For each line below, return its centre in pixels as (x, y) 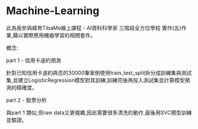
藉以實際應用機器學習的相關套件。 (54, 35)
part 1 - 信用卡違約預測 (34, 60)
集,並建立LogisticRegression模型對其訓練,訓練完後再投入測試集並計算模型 (95, 80)
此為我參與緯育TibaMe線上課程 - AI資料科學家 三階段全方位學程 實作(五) (94, 28)
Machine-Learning (53, 11)
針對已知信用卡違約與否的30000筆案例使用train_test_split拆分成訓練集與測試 (99, 72)
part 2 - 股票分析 (27, 100)
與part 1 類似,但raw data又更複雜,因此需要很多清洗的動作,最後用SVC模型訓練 (99, 113)
